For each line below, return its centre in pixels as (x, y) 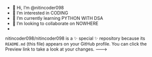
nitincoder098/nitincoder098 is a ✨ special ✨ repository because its (75, 38)
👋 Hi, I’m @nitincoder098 (38, 8)
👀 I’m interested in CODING (40, 13)
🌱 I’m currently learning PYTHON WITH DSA (58, 18)
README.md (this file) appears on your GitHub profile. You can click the (76, 44)
